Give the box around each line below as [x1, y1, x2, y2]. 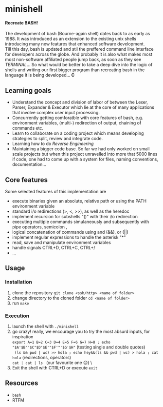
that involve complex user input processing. [12, 110, 100, 116]
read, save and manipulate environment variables [12, 240, 111, 245]
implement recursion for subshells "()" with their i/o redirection [12, 214, 138, 220]
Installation [5, 279, 33, 285]
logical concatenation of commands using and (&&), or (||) [12, 229, 129, 235]
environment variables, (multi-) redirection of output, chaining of [12, 120, 142, 126]
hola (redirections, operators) [12, 355, 72, 360]
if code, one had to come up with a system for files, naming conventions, [12, 156, 159, 162]
